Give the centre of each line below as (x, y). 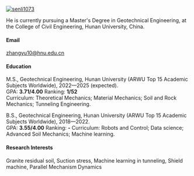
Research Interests (30, 147)
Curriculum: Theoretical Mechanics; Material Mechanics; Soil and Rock (91, 98)
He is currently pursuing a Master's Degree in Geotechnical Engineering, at (96, 20)
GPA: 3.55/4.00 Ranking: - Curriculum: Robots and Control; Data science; (95, 128)
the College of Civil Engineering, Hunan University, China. (75, 27)
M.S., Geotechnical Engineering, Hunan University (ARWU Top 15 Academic (97, 80)
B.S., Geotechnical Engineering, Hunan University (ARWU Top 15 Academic (96, 115)
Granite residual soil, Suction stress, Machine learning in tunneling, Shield (94, 160)
